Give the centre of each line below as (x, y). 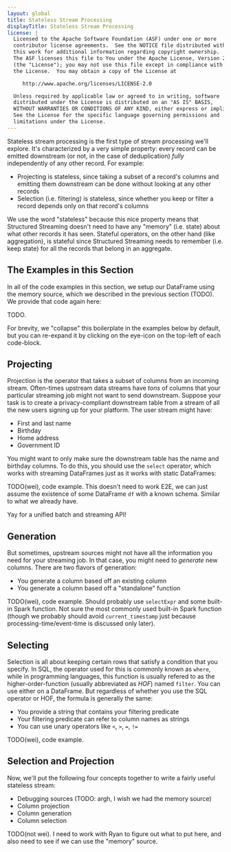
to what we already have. (43, 501)
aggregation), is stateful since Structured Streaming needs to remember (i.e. (115, 241)
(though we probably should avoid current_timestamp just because (101, 616)
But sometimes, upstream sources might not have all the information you (110, 553)
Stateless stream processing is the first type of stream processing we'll (108, 141)
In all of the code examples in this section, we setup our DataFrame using (111, 287)
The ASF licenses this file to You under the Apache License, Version (117, 59)
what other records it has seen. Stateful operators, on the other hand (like (111, 233)
